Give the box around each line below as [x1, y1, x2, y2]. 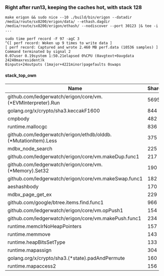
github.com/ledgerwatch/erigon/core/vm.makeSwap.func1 [7, 175, 143, 182]
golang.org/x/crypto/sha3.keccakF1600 [7, 107, 100, 114]
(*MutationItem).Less [7, 137, 57, 144]
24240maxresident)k [5, 58, 45, 63]
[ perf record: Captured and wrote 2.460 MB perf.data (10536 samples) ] [5, 45, 159, 50]
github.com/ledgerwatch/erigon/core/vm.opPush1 [7, 207, 123, 214]
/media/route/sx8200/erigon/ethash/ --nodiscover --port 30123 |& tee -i [5, 23, 159, 28]
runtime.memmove [7, 230, 51, 237]
